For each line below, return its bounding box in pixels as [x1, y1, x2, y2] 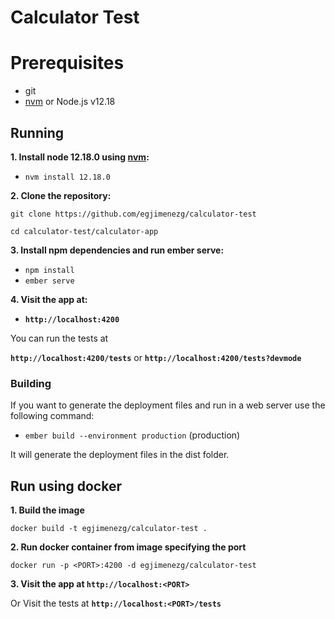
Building [10, 376, 52, 390]
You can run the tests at [10, 332, 109, 344]
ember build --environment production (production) [24, 429, 241, 441]
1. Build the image [10, 504, 85, 516]
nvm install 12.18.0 [24, 172, 111, 182]
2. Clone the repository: [10, 189, 112, 201]
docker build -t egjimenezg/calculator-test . [10, 524, 208, 534]
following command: [10, 410, 95, 422]
